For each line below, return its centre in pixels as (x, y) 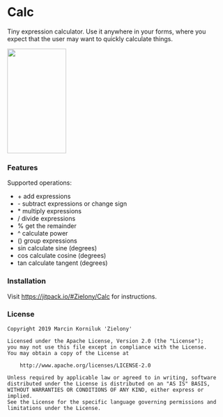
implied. (20, 396)
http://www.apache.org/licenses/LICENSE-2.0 (85, 365)
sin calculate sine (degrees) (57, 248)
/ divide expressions (46, 219)
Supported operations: (39, 183)
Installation (27, 281)
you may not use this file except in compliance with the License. (107, 347)
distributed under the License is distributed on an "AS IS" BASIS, (109, 384)
